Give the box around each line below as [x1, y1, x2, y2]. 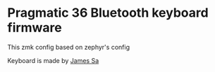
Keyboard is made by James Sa [7, 56, 99, 64]
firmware [7, 20, 62, 36]
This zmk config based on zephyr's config [7, 43, 130, 51]
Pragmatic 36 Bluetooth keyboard [7, 5, 209, 21]
